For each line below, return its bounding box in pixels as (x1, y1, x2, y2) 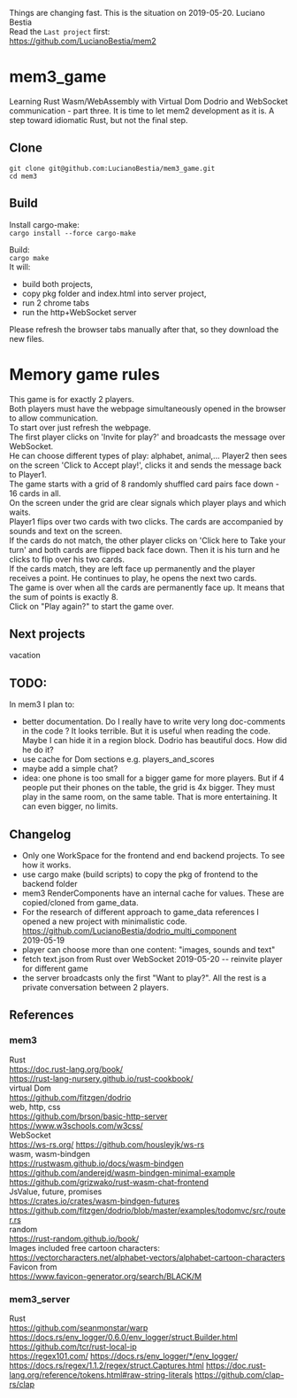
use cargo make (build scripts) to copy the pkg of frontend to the (21, 868, 259, 880)
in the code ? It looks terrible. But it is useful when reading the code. (21, 726, 271, 736)
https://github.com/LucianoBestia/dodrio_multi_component (21, 925, 237, 936)
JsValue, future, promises (9, 1186, 103, 1197)
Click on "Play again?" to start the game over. (9, 601, 174, 611)
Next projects (9, 626, 86, 641)
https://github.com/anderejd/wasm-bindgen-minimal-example (9, 1167, 236, 1177)
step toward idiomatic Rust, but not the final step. (9, 114, 188, 125)
